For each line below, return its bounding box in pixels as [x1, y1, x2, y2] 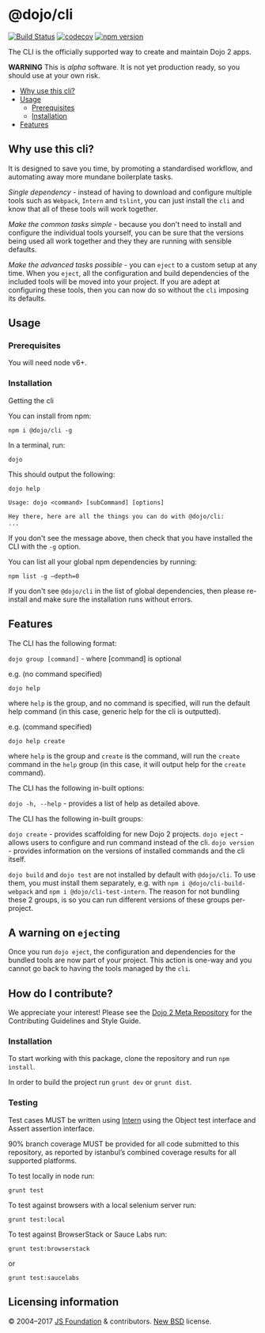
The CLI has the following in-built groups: [8, 814, 144, 823]
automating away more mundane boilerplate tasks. [8, 172, 173, 181]
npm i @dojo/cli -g [8, 426, 73, 434]
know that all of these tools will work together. [8, 204, 158, 213]
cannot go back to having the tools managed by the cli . [8, 964, 191, 973]
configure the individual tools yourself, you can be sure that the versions [8, 228, 244, 237]
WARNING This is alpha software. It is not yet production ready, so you [8, 62, 240, 72]
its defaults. [8, 293, 47, 303]
